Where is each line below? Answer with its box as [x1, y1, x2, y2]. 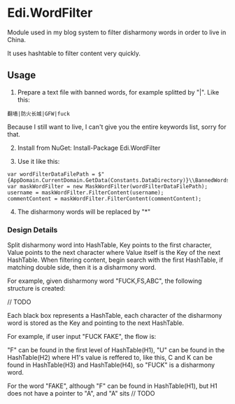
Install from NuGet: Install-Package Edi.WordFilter [17, 144, 161, 152]
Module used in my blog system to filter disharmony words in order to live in [7, 28, 227, 36]
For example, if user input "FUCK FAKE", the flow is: [7, 333, 157, 341]
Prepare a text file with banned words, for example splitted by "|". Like [17, 88, 220, 96]
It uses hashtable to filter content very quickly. [7, 49, 141, 57]
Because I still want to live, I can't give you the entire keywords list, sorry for [7, 123, 227, 131]
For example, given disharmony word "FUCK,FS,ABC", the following [7, 277, 202, 285]
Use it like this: [17, 157, 60, 165]
